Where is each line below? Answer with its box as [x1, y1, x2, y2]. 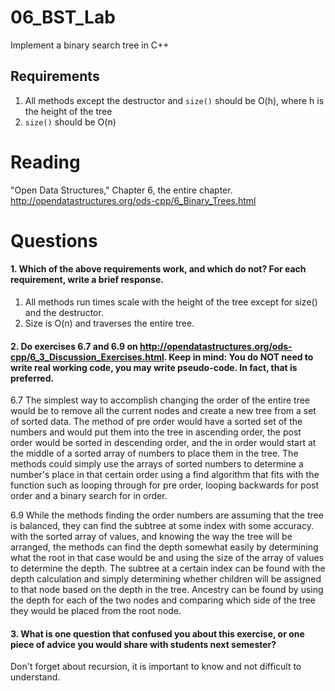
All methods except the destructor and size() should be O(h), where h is [24, 94, 325, 106]
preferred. [10, 372, 55, 384]
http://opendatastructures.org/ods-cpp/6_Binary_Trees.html [10, 194, 257, 206]
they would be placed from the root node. [10, 605, 182, 617]
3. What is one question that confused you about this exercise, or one [10, 627, 305, 640]
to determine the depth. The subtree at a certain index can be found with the [10, 562, 326, 575]
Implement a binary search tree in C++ [10, 39, 170, 51]
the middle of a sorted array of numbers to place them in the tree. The [10, 447, 299, 460]
